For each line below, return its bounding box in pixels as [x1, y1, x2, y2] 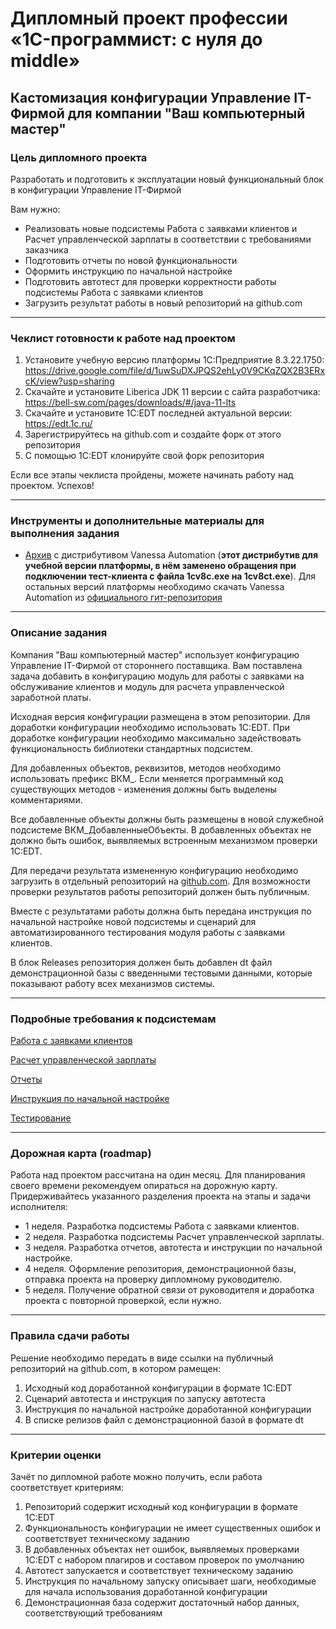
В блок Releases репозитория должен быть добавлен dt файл [10, 956, 273, 968]
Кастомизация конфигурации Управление [10, 89, 292, 106]
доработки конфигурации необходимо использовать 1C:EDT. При [10, 721, 291, 733]
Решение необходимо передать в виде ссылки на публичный [10, 1352, 274, 1364]
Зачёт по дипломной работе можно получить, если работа [10, 1470, 263, 1482]
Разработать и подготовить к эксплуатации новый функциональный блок [10, 173, 324, 185]
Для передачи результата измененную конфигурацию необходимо [10, 864, 299, 876]
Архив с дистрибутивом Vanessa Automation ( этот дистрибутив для [24, 549, 319, 561]
